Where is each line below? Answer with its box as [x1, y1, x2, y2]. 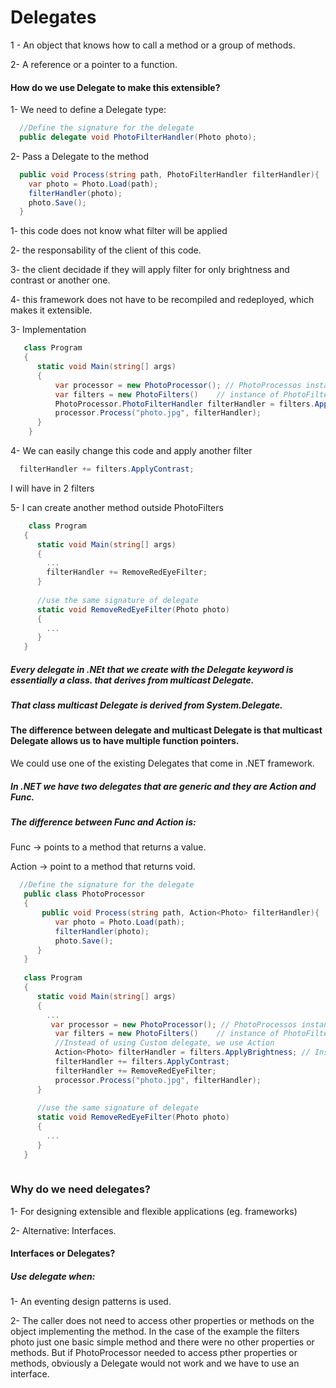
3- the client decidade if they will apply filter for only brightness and [10, 264, 290, 276]
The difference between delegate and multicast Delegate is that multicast [10, 724, 323, 736]
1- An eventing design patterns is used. [10, 1296, 172, 1308]
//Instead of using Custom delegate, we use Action [54, 1038, 275, 1048]
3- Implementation [10, 324, 87, 336]
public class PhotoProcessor [23, 889, 145, 900]
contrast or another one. [10, 274, 111, 286]
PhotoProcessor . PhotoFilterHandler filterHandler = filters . [54, 399, 315, 409]
